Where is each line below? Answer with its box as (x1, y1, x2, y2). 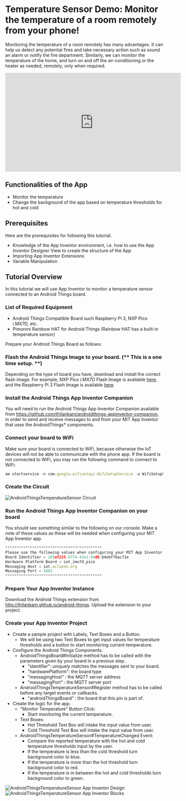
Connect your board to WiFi (5, 434, 74, 441)
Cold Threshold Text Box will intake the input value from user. (27, 727, 154, 733)
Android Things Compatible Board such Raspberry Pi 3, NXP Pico (12, 315, 148, 321)
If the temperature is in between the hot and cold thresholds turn (27, 769, 161, 776)
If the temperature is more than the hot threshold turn (27, 759, 138, 765)
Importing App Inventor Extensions (12, 252, 84, 259)
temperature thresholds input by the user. (27, 743, 113, 749)
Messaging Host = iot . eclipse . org (5, 564, 78, 569)
